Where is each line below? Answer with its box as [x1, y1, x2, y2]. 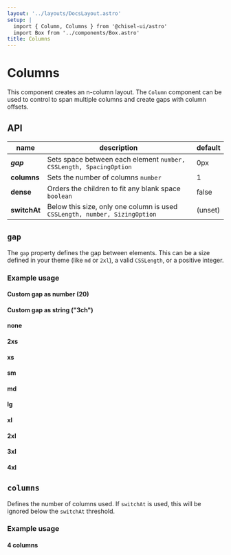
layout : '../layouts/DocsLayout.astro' [7, 10, 122, 17]
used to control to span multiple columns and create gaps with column [7, 96, 207, 104]
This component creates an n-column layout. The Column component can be [7, 88, 222, 96]
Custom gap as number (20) [7, 290, 89, 298]
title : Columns [7, 36, 51, 43]
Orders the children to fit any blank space [47, 184, 181, 193]
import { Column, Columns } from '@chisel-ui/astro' [13, 23, 168, 30]
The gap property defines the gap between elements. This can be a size [7, 248, 210, 257]
